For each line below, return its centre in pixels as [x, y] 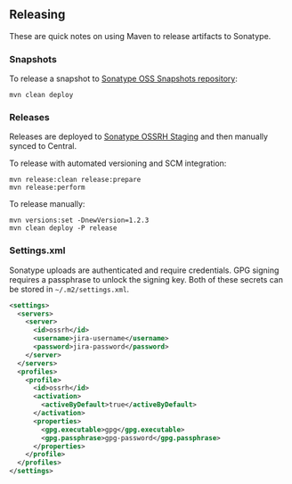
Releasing [37, 15]
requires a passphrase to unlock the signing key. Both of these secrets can [146, 279]
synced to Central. [43, 146]
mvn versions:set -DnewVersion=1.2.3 [79, 221]
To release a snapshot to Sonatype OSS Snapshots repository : [123, 78]
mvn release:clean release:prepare [75, 180]
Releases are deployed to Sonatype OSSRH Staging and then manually [139, 136]
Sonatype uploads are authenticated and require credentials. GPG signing [144, 270]
